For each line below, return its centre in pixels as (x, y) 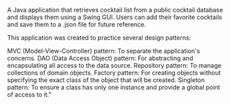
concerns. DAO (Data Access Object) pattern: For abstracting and (100, 58)
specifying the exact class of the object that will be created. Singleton (106, 80)
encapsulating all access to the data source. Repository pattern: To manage (114, 65)
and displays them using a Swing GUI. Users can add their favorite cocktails (115, 17)
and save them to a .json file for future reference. (77, 24)
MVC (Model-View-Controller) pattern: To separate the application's (104, 51)
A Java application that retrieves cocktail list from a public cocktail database (115, 10)
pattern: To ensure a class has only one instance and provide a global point (114, 87)
